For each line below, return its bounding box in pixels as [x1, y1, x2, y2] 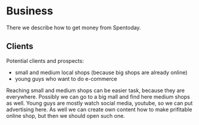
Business [6, 4, 53, 18]
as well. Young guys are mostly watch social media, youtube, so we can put [6, 99, 193, 106]
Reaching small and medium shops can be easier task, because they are [6, 87, 185, 94]
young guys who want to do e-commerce [14, 75, 117, 82]
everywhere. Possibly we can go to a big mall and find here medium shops [6, 93, 191, 100]
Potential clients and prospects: [6, 57, 84, 64]
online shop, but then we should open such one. [6, 112, 125, 119]
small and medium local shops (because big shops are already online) [14, 69, 188, 76]
